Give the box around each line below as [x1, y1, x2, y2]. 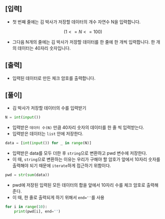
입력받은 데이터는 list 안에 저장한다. [12, 131, 83, 137]
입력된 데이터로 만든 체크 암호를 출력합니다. [12, 75, 96, 81]
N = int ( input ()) [5, 115, 41, 120]
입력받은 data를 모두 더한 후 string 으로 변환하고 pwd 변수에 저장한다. [12, 150, 147, 156]
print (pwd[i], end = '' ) [14, 209, 61, 214]
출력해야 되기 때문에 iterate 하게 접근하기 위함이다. [12, 163, 111, 168]
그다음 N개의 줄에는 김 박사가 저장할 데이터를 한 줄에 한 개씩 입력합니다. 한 [12, 39, 155, 45]
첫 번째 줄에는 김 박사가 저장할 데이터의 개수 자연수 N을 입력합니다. [12, 19, 141, 25]
